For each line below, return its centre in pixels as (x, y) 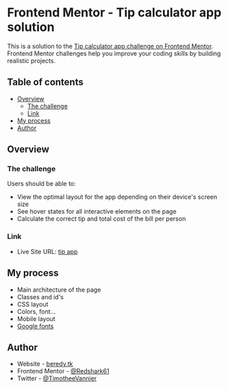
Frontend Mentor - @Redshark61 (63, 371)
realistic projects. (31, 60)
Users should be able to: (42, 184)
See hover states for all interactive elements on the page (97, 212)
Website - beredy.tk (45, 364)
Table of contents (45, 83)
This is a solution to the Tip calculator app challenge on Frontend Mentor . (110, 46)
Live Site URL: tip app (47, 251)
